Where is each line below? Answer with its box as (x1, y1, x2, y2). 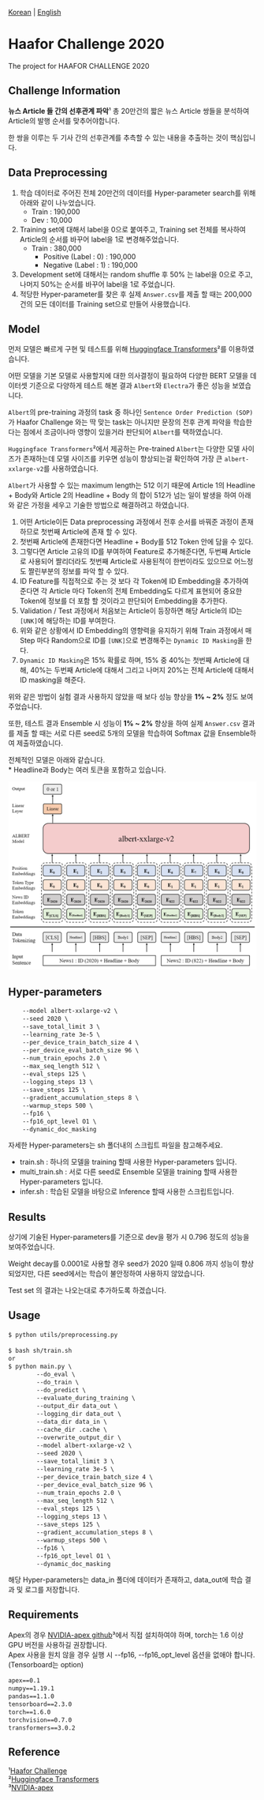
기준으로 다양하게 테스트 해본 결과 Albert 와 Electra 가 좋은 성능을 (28, 381, 231, 390)
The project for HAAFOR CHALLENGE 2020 (8, 61, 150, 70)
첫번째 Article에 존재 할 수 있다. (40, 527, 138, 537)
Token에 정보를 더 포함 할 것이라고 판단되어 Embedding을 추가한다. (19, 597, 228, 606)
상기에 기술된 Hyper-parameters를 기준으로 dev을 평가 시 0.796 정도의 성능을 (8, 1232, 250, 1241)
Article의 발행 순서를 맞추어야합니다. (8, 115, 120, 126)
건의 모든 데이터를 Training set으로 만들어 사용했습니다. (19, 299, 191, 308)
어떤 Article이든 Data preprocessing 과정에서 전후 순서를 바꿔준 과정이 (19, 518, 240, 527)
